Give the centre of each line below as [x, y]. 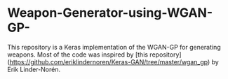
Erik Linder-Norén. [34, 69]
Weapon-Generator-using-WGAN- [110, 13]
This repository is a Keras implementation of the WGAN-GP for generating [114, 47]
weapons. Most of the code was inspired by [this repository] [94, 55]
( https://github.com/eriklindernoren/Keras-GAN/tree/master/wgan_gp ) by [113, 62]
